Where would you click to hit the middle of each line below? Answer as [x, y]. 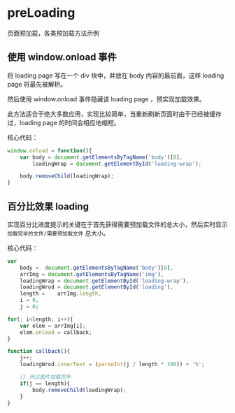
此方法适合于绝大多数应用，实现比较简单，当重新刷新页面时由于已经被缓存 [114, 114]
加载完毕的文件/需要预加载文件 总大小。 [58, 233]
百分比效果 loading [48, 206]
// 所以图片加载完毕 [45, 377]
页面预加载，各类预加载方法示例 [53, 33]
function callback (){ [39, 352]
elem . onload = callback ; [56, 332]
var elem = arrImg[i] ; [53, 326]
